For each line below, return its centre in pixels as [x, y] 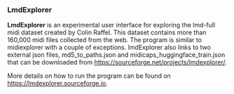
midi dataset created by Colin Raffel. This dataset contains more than [107, 32]
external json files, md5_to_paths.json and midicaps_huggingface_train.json [116, 55]
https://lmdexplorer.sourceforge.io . [58, 83]
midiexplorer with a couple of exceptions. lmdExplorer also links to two [109, 48]
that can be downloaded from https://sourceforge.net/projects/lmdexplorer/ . [117, 62]
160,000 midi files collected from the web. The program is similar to [104, 40]
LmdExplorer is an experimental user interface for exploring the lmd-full [111, 25]
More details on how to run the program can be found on [89, 76]
